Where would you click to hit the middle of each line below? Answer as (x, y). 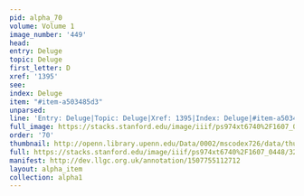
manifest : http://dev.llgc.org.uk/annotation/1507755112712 (125, 160)
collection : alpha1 (46, 177)
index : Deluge (36, 93)
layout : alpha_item (46, 169)
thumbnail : (30, 144)
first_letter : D (40, 69)
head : (19, 43)
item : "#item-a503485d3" (56, 102)
